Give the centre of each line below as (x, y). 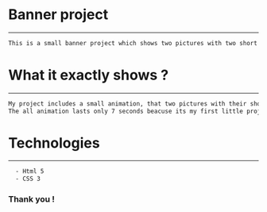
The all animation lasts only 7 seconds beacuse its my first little (126, 111)
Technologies (54, 143)
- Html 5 (30, 172)
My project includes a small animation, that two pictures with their (128, 104)
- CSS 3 (28, 179)
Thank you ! (32, 199)
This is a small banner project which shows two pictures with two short (133, 43)
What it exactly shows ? (89, 75)
